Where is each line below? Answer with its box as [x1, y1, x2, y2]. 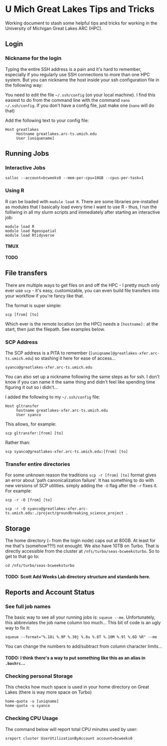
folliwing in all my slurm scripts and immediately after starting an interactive [5, 209, 161, 215]
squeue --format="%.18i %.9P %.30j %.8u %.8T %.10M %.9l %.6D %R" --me [5, 635, 157, 640]
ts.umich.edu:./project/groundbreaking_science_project [5, 511, 124, 516]
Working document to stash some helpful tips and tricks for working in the [5, 20, 158, 26]
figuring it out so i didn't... [5, 384, 58, 390]
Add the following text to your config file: [5, 117, 89, 123]
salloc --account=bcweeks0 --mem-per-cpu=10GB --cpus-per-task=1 [5, 176, 144, 181]
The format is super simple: [5, 302, 62, 308]
